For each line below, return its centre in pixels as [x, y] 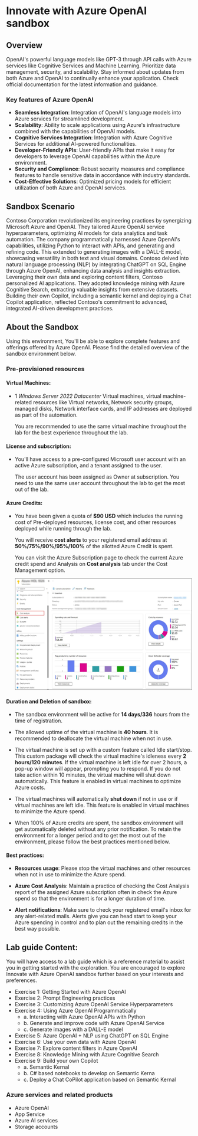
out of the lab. [32, 490]
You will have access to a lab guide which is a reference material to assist [95, 962]
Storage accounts [36, 1127]
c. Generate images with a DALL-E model [73, 1029]
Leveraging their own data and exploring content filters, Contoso [85, 277]
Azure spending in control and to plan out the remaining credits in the [99, 922]
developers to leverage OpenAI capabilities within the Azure [87, 156]
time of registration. [39, 721]
